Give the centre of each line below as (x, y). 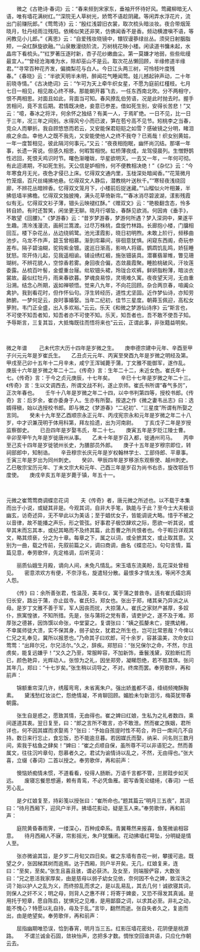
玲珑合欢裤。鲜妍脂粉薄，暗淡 (152, 270)
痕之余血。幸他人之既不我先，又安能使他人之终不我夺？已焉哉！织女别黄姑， (100, 136)
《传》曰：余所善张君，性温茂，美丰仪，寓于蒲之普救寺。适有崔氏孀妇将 (104, 593)
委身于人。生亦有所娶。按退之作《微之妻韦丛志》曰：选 (126, 400)
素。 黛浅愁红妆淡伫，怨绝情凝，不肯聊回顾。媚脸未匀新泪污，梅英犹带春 (99, 695)
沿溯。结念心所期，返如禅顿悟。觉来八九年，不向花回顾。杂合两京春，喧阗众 (100, 285)
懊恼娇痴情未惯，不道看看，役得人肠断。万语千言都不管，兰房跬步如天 (102, 773)
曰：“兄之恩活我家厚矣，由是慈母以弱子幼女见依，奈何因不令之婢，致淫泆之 (99, 878)
